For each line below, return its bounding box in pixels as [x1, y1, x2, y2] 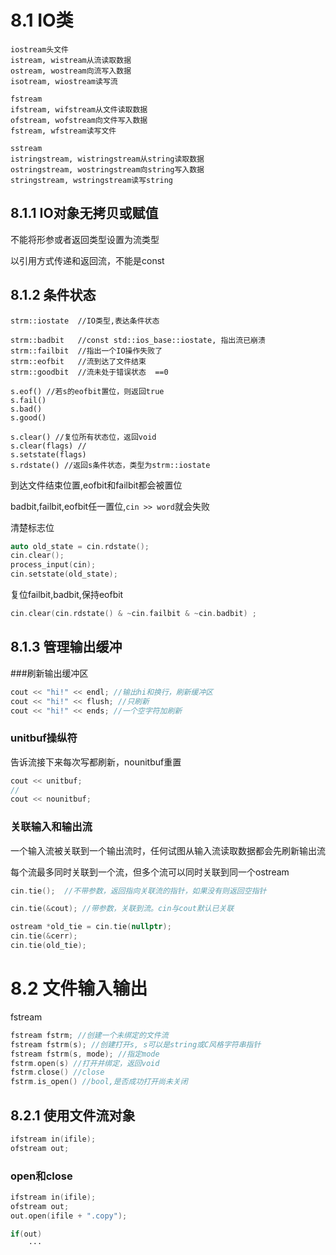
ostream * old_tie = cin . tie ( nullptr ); [10, 922, 172, 932]
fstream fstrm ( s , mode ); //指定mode [10, 1049, 160, 1059]
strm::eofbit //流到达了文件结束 [10, 356, 147, 366]
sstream [10, 143, 43, 153]
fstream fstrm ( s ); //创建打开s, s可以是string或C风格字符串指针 [10, 1039, 262, 1050]
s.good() [10, 412, 47, 423]
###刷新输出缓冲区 [10, 667, 89, 679]
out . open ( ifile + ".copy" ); [10, 1211, 128, 1221]
